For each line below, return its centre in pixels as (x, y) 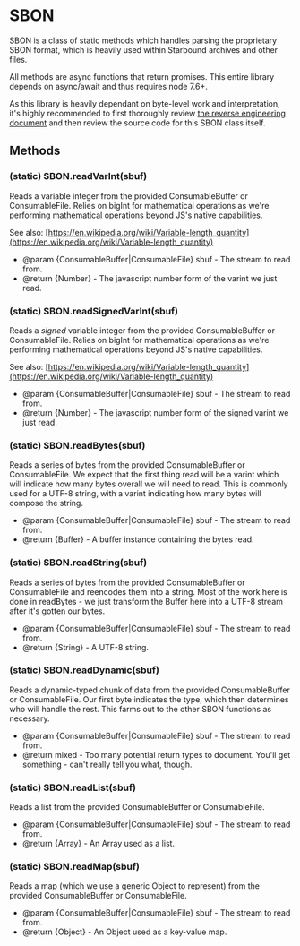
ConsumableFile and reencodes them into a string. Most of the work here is (149, 591)
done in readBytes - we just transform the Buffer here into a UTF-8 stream (146, 601)
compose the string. (46, 503)
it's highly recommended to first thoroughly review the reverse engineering (148, 113)
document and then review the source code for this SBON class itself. (137, 123)
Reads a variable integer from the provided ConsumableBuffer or (129, 196)
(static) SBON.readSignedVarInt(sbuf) (94, 311)
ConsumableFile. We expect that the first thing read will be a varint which (144, 475)
